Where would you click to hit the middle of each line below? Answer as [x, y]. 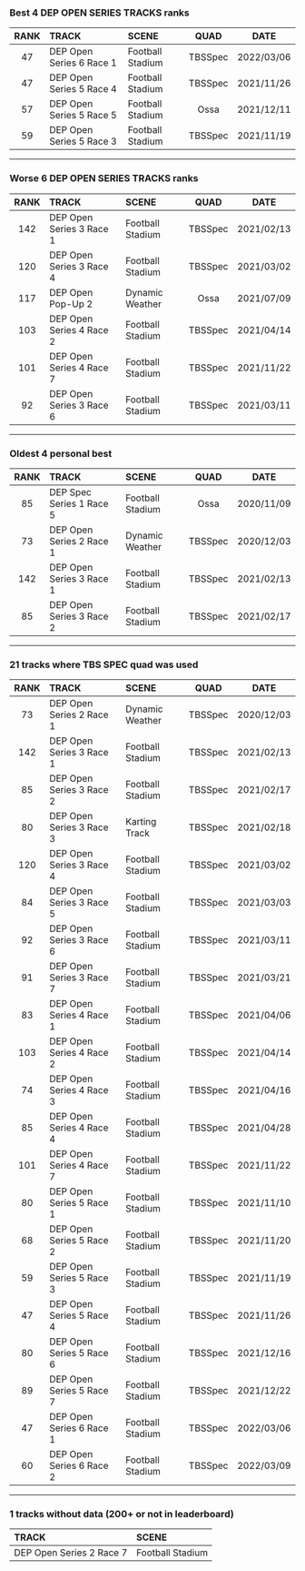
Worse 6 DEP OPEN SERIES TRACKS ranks [104, 178]
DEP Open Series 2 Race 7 [71, 1553]
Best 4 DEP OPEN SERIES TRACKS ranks [100, 13]
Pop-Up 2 [71, 304]
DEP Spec [71, 492]
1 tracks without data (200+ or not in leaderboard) [122, 1515]
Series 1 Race [79, 503]
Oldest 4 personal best [61, 453]
